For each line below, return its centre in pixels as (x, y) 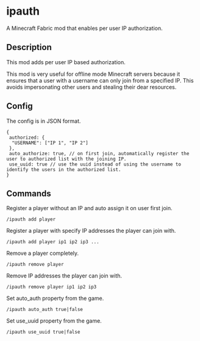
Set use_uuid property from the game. (54, 321)
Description (29, 47)
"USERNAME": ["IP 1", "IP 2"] (50, 143)
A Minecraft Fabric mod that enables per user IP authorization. (84, 28)
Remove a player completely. (43, 253)
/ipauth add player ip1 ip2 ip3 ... (53, 242)
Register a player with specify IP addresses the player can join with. (91, 231)
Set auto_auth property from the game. (55, 298)
